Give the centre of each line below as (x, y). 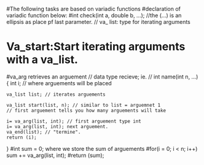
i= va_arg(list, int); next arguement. (57, 126)
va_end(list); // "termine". (44, 132)
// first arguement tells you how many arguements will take (86, 110)
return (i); (22, 137)
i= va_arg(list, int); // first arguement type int (74, 121)
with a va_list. (42, 60)
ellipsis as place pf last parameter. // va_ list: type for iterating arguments (98, 22)
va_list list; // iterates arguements (56, 94)
